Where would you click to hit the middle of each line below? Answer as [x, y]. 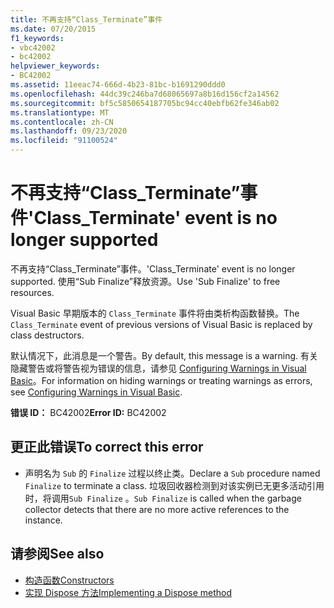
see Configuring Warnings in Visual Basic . [96, 392]
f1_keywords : [37, 38]
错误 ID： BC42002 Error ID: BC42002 [88, 412]
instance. [43, 520]
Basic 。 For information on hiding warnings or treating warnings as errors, [161, 380]
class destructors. [47, 335]
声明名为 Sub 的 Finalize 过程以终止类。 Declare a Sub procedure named [172, 473]
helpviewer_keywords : [55, 66]
